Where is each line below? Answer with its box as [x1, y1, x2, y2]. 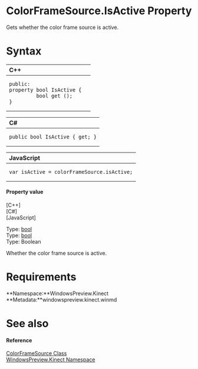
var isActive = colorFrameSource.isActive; [9, 169, 133, 175]
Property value [6, 188, 44, 196]
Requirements [6, 270, 77, 284]
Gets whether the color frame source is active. [6, 24, 119, 31]
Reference [6, 336, 32, 344]
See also [6, 317, 49, 331]
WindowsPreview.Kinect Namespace [6, 356, 95, 363]
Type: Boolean [6, 238, 41, 245]
